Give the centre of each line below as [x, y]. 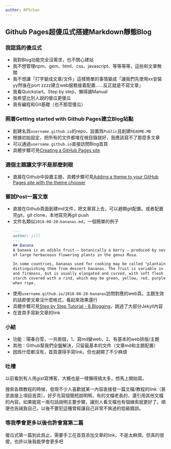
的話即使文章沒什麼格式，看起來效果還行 [55, 300]
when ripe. [24, 283]
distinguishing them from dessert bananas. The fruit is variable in [88, 269]
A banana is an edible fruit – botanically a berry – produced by [84, 250]
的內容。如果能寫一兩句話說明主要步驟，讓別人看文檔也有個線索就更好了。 [83, 402]
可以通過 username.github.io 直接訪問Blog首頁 [60, 144]
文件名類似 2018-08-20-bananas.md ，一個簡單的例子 [66, 221]
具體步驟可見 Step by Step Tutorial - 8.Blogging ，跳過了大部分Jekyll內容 [88, 306]
